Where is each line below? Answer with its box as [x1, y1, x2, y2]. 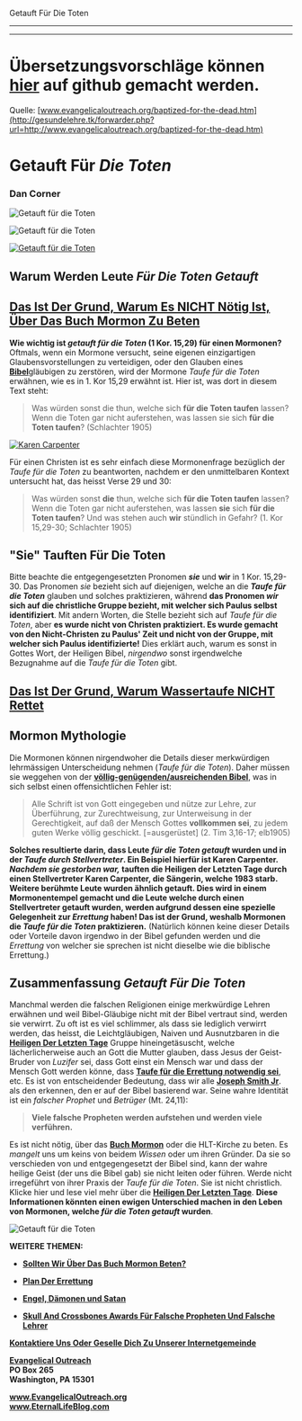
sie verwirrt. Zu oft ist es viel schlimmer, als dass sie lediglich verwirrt [9, 1018, 267, 1029]
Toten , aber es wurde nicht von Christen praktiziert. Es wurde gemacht [9, 620, 279, 630]
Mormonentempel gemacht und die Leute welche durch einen [9, 892, 244, 903]
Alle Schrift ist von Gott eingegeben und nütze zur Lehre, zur [31, 798, 257, 809]
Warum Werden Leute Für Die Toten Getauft [9, 269, 259, 284]
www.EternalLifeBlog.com [9, 1401, 110, 1412]
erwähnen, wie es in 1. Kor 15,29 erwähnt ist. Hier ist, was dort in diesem [9, 375, 277, 386]
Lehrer [22, 1320, 49, 1331]
